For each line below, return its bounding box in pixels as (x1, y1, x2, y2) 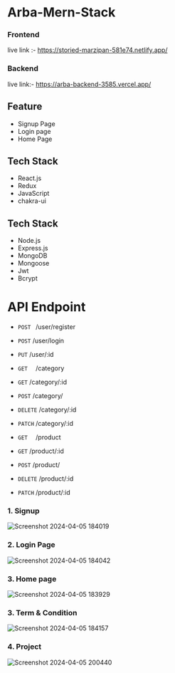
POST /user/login (17, 336, 65, 345)
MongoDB (17, 251, 48, 260)
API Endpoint (7, 299, 86, 315)
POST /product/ (17, 461, 60, 469)
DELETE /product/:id (17, 474, 74, 483)
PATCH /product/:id (17, 489, 71, 497)
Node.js (17, 236, 41, 245)
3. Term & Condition (7, 607, 78, 617)
